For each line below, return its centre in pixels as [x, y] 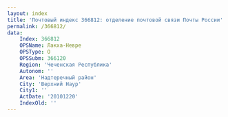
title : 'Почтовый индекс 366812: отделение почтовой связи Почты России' [115, 20]
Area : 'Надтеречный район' [58, 77]
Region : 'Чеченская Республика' [66, 65]
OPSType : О [35, 52]
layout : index [28, 13]
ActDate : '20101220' [49, 97]
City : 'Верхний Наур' [50, 84]
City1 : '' [34, 90]
